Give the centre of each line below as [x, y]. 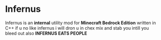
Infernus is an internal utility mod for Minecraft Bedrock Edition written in [80, 23]
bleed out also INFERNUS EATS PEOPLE [46, 33]
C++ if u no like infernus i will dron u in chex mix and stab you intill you [77, 28]
